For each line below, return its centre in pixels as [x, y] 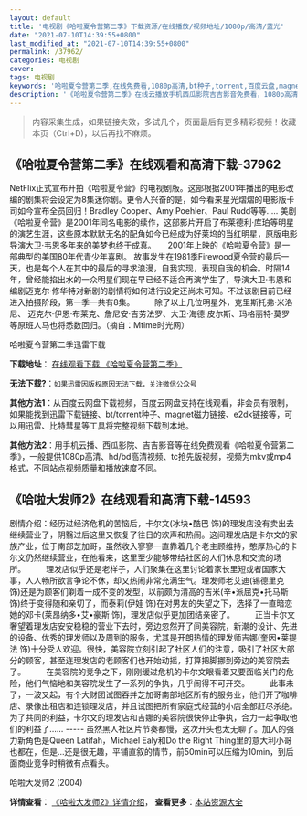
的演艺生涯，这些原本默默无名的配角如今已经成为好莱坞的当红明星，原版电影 [153, 234]
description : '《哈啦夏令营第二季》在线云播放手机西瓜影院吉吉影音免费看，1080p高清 [154, 94]
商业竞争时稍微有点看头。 [65, 763]
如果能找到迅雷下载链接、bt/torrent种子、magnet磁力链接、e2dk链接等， [147, 414]
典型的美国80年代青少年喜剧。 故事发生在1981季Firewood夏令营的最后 [149, 257]
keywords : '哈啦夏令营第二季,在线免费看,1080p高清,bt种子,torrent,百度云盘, [144, 86]
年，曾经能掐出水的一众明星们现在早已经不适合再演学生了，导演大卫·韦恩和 [151, 280]
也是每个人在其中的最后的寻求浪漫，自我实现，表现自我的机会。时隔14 [158, 268]
